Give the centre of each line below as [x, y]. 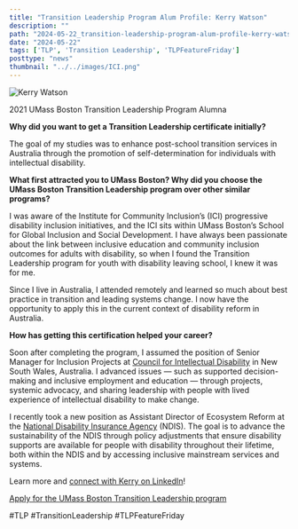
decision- [261, 371]
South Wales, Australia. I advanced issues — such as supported [125, 371]
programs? [30, 198]
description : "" [39, 26]
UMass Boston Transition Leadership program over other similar [130, 189]
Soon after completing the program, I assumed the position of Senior [134, 352]
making [23, 380]
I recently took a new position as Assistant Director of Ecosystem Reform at [147, 416]
